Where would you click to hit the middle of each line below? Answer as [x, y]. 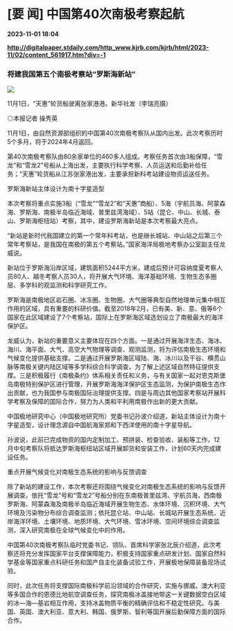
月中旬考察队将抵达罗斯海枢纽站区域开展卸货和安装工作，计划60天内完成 [111, 448]
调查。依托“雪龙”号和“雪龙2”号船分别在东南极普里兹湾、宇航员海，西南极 [118, 495]
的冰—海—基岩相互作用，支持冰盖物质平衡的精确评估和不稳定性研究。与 [110, 603]
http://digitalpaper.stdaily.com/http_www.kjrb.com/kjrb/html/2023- [108, 47]
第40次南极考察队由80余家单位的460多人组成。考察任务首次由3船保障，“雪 [115, 156]
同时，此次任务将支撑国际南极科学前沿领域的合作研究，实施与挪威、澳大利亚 [116, 586]
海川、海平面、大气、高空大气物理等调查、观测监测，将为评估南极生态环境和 [116, 350]
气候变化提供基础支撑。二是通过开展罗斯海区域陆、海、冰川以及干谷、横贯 [113, 358]
